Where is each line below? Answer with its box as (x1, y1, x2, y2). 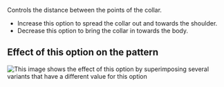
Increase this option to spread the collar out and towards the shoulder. (17, 19, 218, 27)
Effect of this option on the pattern (7, 46, 159, 58)
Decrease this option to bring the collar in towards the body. (17, 27, 189, 35)
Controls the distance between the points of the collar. (7, 6, 162, 14)
